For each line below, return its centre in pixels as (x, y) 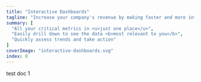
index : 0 (17, 56)
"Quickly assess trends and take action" (64, 40)
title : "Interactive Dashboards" (48, 12)
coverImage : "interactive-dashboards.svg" (60, 51)
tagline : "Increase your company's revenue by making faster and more (96, 17)
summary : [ (20, 23)
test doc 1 (18, 73)
